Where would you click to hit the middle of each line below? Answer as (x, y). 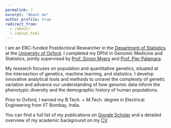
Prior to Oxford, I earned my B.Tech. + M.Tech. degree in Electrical (75, 100)
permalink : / (19, 10)
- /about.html (25, 33)
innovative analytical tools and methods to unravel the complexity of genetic (85, 79)
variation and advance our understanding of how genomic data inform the (83, 84)
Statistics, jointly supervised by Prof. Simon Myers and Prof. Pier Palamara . (84, 58)
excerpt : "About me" (27, 15)
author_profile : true (28, 19)
